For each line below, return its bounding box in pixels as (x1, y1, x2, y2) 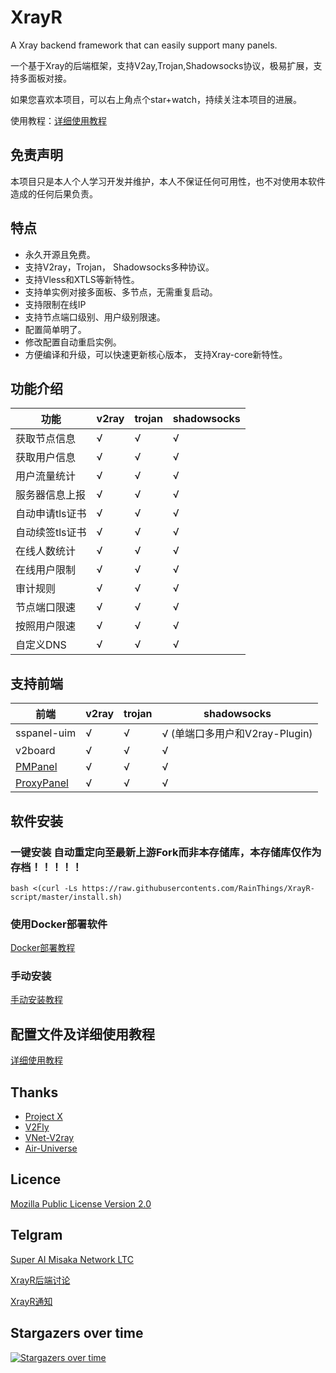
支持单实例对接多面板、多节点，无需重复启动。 (24, 286, 218, 298)
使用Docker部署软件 (10, 917, 108, 931)
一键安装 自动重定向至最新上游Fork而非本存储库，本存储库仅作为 (10, 845, 322, 859)
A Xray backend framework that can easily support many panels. (10, 39, 278, 51)
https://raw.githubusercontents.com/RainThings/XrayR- (81, 883, 315, 893)
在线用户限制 (15, 563, 77, 577)
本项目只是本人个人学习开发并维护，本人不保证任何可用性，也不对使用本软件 (10, 175, 326, 187)
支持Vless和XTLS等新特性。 (24, 273, 140, 285)
